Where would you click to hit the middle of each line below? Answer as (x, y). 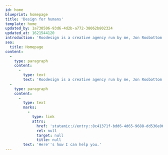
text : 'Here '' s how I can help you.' (62, 145)
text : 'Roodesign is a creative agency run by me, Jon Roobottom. (94, 79)
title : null (49, 140)
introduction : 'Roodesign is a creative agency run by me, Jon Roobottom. (85, 38)
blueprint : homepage (27, 14)
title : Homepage (26, 47)
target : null (50, 135)
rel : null (47, 130)
